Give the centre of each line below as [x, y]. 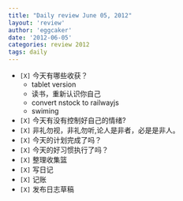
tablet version [54, 84]
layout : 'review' [37, 23]
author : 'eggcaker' [40, 30]
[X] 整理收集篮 [43, 160]
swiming [45, 111]
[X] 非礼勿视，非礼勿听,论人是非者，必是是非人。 [99, 130]
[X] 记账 [33, 179]
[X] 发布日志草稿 [47, 189]
